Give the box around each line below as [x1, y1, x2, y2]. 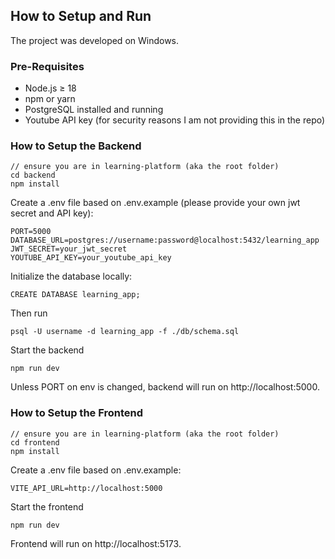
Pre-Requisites [10, 59, 85, 73]
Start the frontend [10, 500, 84, 513]
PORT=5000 [10, 227, 52, 237]
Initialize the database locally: [10, 270, 133, 283]
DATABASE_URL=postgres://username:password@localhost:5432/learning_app [10, 235, 320, 246]
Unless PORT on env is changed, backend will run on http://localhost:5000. [10, 381, 320, 393]
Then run [10, 307, 48, 319]
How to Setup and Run [10, 8, 152, 25]
